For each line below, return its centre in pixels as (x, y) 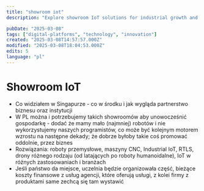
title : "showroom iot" (35, 12)
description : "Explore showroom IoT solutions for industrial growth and (102, 18)
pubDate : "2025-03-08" (35, 29)
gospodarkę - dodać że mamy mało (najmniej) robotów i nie (90, 123)
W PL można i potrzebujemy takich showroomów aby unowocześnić (101, 117)
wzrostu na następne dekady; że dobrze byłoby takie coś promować (101, 136)
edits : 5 (17, 51)
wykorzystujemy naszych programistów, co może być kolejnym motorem (107, 130)
